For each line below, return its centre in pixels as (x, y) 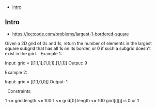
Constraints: (19, 91)
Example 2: (16, 72)
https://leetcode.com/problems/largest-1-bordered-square (70, 34)
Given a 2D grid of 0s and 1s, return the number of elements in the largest (78, 43)
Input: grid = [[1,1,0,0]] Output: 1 (36, 81)
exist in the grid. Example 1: (33, 53)
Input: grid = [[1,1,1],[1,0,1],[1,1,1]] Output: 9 (46, 63)
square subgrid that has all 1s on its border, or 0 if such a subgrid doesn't (78, 48)
